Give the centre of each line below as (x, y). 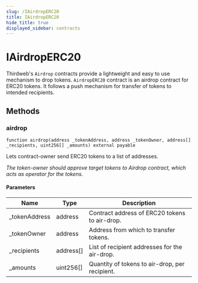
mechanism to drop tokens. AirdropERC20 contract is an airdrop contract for (97, 80)
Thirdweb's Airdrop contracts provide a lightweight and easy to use (88, 74)
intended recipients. (30, 93)
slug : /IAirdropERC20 (33, 12)
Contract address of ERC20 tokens (137, 213)
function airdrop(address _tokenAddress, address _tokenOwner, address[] (99, 140)
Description (139, 203)
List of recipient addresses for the (136, 247)
